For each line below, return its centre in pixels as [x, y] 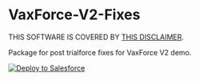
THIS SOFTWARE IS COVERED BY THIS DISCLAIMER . [96, 37]
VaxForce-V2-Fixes [74, 15]
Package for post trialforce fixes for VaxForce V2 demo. [100, 52]
